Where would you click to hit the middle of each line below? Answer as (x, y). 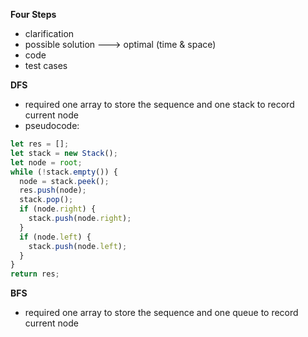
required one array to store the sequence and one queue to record (161, 313)
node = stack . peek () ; (64, 181)
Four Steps (33, 14)
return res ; (35, 274)
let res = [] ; (40, 144)
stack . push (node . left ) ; (78, 246)
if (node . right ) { (58, 209)
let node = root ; (46, 162)
